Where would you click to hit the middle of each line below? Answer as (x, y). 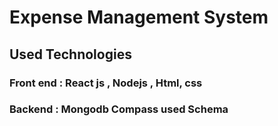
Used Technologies (70, 54)
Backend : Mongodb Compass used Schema (119, 109)
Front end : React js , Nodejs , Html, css (106, 83)
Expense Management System (139, 17)
